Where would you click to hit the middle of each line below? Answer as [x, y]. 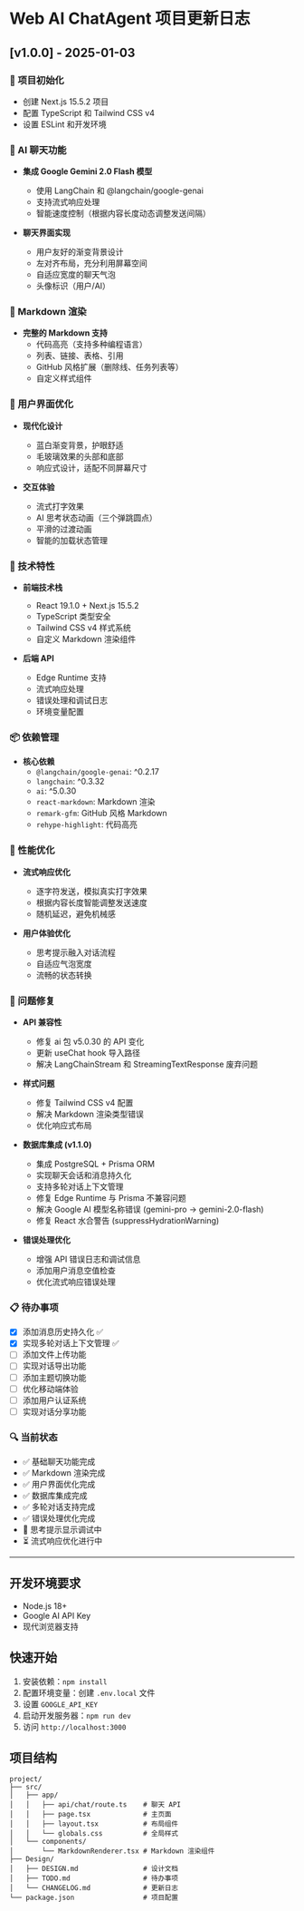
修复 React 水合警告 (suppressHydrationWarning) [128, 1220]
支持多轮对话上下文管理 [80, 1186]
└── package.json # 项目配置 [94, 1898]
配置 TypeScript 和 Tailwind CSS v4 [89, 112]
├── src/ [26, 1788]
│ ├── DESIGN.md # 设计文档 [94, 1869]
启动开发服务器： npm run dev [76, 1715]
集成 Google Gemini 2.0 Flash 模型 [87, 171]
